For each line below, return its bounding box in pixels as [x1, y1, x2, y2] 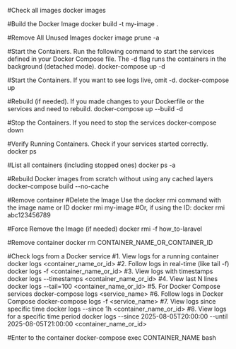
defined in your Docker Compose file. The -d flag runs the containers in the [7, 55, 227, 63]
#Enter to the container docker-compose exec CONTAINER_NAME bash [7, 333, 217, 342]
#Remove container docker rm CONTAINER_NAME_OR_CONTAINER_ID [7, 239, 213, 246]
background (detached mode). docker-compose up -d [7, 62, 166, 70]
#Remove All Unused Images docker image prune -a [7, 33, 160, 42]
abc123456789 [7, 211, 51, 219]
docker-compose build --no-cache [7, 182, 110, 190]
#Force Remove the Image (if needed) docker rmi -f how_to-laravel [7, 224, 203, 233]
